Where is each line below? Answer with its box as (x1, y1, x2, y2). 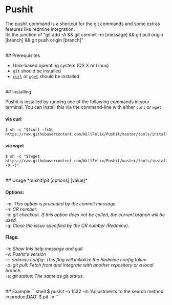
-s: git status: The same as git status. (5, 273, 84, 279)
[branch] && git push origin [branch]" (5, 37, 83, 43)
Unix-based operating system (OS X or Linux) (12, 62, 109, 68)
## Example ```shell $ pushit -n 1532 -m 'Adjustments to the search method (5, 288, 164, 294)
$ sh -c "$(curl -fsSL (5, 127, 54, 132)
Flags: (5, 234, 19, 240)
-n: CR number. (5, 206, 37, 212)
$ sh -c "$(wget (5, 154, 40, 159)
